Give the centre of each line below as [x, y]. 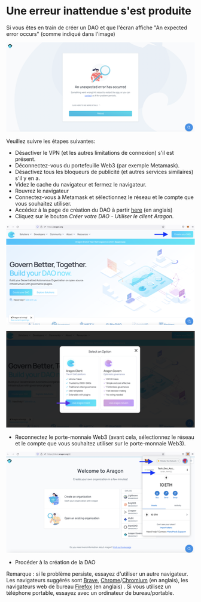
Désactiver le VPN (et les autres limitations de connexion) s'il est [95, 153]
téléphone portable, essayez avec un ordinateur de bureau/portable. [90, 593]
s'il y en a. [28, 178]
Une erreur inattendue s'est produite [99, 11]
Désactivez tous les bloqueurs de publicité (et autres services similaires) [104, 172]
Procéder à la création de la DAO [55, 562]
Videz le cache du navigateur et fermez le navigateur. [80, 185]
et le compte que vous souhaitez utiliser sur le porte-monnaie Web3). [100, 444]
